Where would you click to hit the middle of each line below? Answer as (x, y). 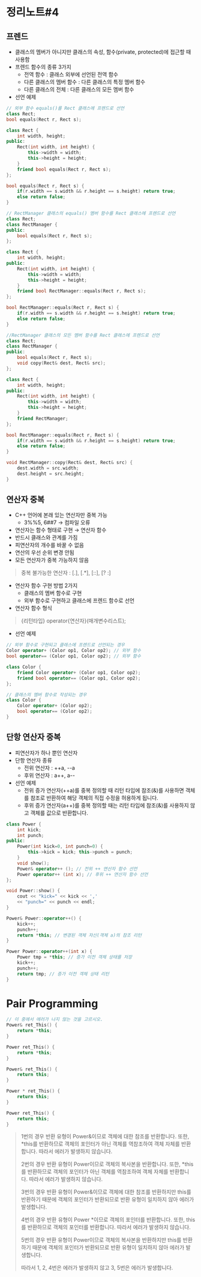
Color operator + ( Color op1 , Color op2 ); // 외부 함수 (73, 651)
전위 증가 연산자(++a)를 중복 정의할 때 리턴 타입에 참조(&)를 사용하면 (104, 790)
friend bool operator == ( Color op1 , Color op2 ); (79, 678)
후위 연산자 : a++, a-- (49, 775)
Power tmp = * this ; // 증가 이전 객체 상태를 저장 (75, 957)
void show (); (33, 863)
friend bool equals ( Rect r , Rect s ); (64, 169)
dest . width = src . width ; (48, 468)
